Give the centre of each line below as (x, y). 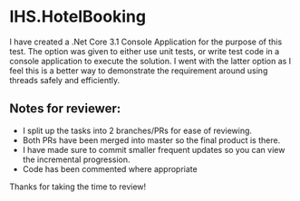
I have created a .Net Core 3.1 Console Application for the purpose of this (146, 42)
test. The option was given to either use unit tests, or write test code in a (145, 51)
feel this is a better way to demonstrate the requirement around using (139, 71)
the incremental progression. (76, 159)
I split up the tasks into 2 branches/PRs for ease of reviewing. (137, 130)
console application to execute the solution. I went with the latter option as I (150, 61)
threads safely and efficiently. (65, 80)
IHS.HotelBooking (78, 17)
